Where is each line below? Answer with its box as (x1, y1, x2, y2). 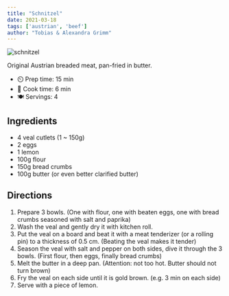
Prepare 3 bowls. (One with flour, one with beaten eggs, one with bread (16, 207, 219, 216)
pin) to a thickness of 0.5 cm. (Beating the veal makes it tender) (16, 237, 197, 245)
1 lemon (16, 148, 39, 157)
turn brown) (16, 266, 51, 275)
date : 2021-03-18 (7, 16, 57, 23)
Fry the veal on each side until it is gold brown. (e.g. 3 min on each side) (16, 273, 221, 282)
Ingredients (7, 115, 58, 127)
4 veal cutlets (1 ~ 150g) (16, 133, 85, 141)
